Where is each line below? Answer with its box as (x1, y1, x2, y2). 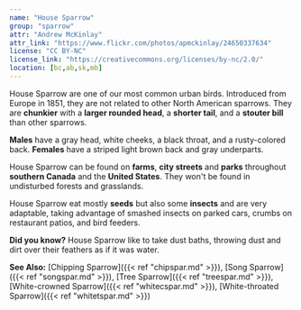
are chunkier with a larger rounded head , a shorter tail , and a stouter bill (9, 107, 284, 118)
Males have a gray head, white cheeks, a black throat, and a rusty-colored (9, 134, 287, 145)
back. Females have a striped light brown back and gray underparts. (9, 143, 264, 154)
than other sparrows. (9, 116, 87, 127)
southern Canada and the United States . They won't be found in (9, 170, 251, 181)
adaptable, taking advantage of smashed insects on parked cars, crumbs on (9, 207, 293, 218)
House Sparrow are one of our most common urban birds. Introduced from (9, 87, 287, 99)
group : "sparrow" (9, 22, 75, 31)
